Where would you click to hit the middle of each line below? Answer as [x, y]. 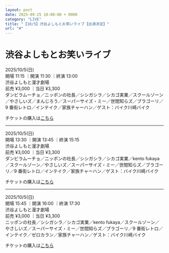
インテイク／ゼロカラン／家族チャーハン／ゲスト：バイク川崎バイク [75, 235]
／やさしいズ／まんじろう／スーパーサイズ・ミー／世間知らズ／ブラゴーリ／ [84, 101]
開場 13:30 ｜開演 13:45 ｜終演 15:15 [42, 140]
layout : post [19, 10]
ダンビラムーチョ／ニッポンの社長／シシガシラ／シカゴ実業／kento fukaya [82, 159]
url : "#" [14, 29]
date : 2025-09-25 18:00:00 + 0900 [41, 15]
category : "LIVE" [23, 19]
